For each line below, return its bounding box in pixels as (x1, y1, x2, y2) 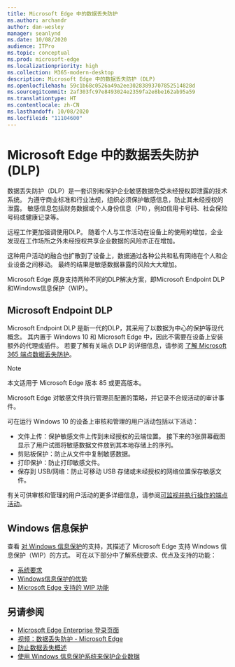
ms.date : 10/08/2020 (7, 36, 68, 43)
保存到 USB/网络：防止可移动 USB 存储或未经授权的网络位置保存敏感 (17, 467, 215, 476)
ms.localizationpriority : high (7, 62, 99, 69)
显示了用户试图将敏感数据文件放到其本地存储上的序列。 (17, 441, 177, 450)
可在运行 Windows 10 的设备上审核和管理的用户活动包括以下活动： (7, 417, 199, 426)
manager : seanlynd (7, 29, 61, 37)
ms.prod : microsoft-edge (7, 56, 80, 63)
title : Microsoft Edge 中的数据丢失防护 (7, 10, 118, 18)
